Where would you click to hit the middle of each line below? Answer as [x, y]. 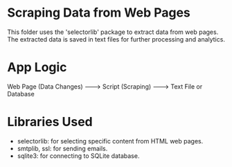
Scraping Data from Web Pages [99, 13]
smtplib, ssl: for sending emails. [62, 148]
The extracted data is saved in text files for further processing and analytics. [116, 39]
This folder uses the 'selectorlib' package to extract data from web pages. [113, 32]
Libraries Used [50, 122]
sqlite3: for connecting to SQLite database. [78, 156]
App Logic [37, 68]
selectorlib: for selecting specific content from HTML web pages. [110, 141]
